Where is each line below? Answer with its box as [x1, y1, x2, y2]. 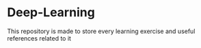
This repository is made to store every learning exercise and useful [7, 27, 196, 35]
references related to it [7, 34, 72, 42]
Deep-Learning [7, 5, 96, 20]
